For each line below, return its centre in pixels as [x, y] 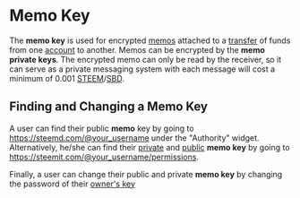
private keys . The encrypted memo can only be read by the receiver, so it [146, 59]
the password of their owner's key [73, 184]
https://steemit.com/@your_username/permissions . [104, 157]
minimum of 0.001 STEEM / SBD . [67, 78]
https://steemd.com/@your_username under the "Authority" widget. [134, 138]
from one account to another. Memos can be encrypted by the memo [137, 49]
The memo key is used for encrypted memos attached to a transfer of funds [150, 40]
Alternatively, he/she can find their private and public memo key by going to [150, 147]
